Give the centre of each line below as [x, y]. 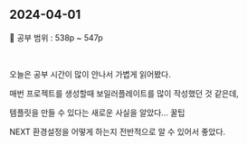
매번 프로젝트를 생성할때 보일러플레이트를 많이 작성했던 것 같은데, [124, 93]
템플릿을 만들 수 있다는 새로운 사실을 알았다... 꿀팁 [97, 113]
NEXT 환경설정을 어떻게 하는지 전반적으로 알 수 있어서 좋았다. [118, 131]
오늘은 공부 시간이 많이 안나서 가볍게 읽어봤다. [90, 74]
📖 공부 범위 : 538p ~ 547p [56, 37]
